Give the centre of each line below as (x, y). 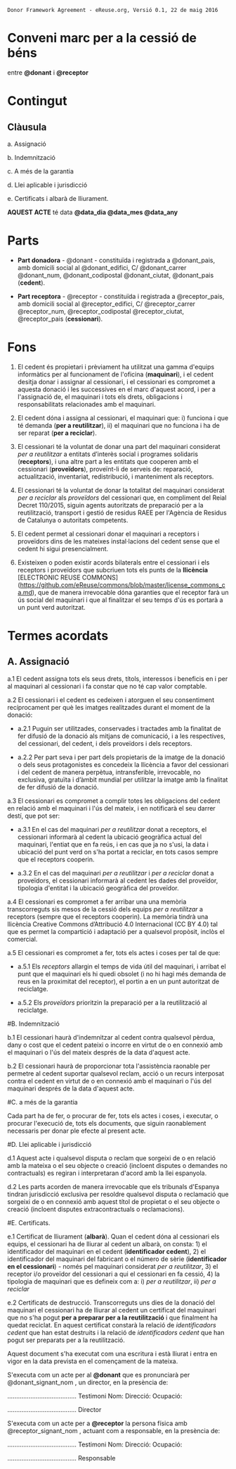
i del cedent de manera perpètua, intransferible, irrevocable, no (109, 772)
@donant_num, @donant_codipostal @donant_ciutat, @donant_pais (116, 275)
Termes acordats (58, 636)
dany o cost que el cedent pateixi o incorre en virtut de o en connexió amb (115, 1045)
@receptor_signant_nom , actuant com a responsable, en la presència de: (114, 1430)
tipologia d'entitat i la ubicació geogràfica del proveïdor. (98, 887)
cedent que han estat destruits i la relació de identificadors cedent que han (116, 1332)
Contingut (37, 101)
